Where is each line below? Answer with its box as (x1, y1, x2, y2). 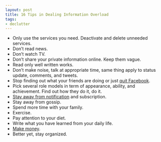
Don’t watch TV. (12, 51, 46, 57)
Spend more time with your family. (12, 104, 84, 110)
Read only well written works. (12, 62, 74, 68)
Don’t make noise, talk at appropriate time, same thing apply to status (12, 67, 156, 73)
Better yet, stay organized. (12, 131, 68, 137)
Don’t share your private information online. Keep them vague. (12, 56, 141, 63)
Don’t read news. (12, 46, 48, 52)
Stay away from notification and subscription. (12, 94, 107, 100)
